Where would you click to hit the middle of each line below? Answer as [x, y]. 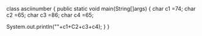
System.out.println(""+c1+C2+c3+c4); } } [58, 27]
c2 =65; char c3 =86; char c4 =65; [50, 15]
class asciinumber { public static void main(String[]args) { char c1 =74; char [101, 9]
